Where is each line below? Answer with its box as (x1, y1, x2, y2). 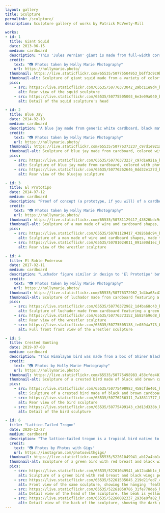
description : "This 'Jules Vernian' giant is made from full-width (9, 53, 151, 58)
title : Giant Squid (9, 39, 50, 44)
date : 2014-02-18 (9, 117, 45, 122)
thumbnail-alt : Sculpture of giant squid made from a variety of (9, 76, 146, 81)
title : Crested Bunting (9, 341, 58, 345)
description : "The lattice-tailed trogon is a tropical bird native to (9, 436, 160, 441)
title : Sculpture (5, 12, 41, 17)
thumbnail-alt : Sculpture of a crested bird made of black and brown (9, 377, 155, 382)
